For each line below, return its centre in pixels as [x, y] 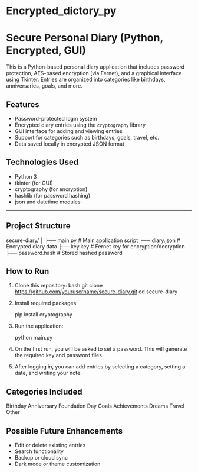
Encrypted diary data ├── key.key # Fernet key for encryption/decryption [95, 246]
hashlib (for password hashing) [52, 195]
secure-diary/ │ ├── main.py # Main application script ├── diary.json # [93, 240]
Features [23, 104]
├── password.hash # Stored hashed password [64, 253]
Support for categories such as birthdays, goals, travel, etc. [87, 137]
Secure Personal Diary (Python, [85, 38]
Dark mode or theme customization [57, 464]
